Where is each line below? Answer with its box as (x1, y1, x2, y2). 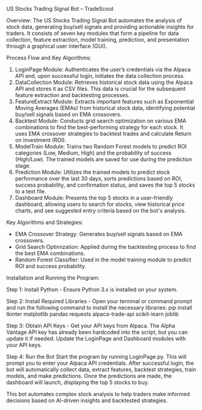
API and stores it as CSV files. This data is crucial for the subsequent (14, 85, 186, 92)
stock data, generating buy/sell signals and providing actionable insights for (6, 24, 194, 30)
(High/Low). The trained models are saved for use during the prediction (14, 156, 192, 162)
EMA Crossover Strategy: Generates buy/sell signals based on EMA (14, 231, 183, 237)
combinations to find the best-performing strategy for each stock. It (14, 124, 184, 130)
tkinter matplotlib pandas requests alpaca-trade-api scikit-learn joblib (6, 310, 179, 318)
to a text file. (14, 188, 46, 195)
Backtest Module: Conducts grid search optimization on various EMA (14, 117, 187, 124)
